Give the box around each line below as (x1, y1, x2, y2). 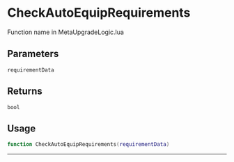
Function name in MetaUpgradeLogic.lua (7, 28, 124, 36)
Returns (7, 86, 43, 97)
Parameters (7, 48, 59, 60)
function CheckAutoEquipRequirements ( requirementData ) (7, 141, 170, 148)
